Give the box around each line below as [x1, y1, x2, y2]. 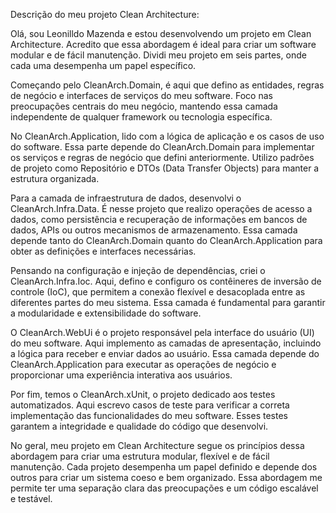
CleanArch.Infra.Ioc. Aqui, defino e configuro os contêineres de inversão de [10, 275, 322, 287]
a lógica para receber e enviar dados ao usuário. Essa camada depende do [10, 348, 320, 359]
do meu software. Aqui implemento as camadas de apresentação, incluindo [10, 337, 322, 349]
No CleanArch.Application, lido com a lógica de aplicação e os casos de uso [10, 130, 325, 142]
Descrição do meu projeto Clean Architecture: [10, 9, 200, 20]
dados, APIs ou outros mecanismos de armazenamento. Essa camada [10, 224, 298, 236]
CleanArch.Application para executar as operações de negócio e [10, 359, 277, 370]
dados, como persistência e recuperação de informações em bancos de [10, 214, 308, 225]
